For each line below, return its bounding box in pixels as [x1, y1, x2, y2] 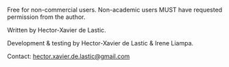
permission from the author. [7, 13, 86, 21]
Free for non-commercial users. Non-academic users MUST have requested [7, 6, 223, 14]
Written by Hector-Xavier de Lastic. [7, 26, 106, 34]
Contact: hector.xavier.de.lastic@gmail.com [7, 52, 130, 60]
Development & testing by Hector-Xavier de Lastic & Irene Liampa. [7, 39, 194, 47]
